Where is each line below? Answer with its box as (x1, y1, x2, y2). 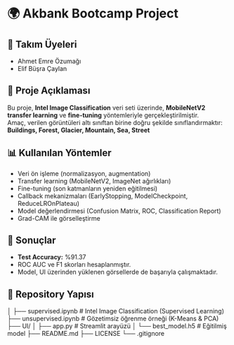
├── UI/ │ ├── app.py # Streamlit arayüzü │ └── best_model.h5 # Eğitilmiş (7, 322, 227, 330)
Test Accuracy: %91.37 (17, 253, 86, 261)
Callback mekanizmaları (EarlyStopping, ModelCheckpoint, (17, 191, 188, 200)
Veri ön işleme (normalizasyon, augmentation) (17, 169, 151, 178)
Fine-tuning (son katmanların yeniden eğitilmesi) (17, 184, 158, 193)
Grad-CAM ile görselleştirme (17, 214, 100, 222)
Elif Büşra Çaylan (17, 65, 67, 72)
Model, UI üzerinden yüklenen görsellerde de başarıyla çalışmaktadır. (17, 268, 218, 276)
